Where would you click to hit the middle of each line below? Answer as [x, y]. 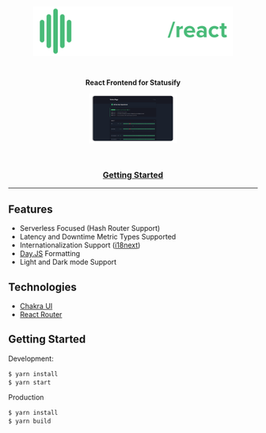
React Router [41, 314]
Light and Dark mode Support [68, 262]
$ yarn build [30, 422]
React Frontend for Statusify [133, 82]
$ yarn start [30, 382]
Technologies [43, 287]
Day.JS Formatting [50, 254]
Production [26, 397]
